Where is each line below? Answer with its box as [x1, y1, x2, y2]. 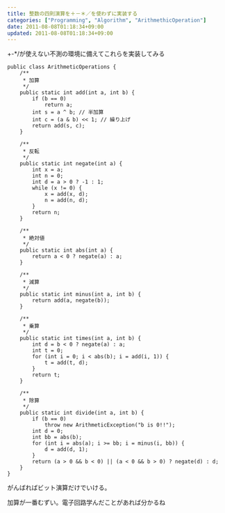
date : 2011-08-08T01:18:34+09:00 [7, 23, 104, 30]
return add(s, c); [32, 123, 85, 130]
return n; [32, 209, 60, 216]
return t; [32, 372, 60, 378]
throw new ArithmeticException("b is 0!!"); [44, 422, 176, 429]
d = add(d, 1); [44, 446, 89, 453]
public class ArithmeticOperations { [7, 63, 117, 70]
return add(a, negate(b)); [32, 297, 110, 304]
